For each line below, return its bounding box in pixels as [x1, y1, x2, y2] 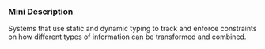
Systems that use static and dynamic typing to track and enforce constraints [8, 24, 257, 33]
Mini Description [8, 6, 74, 17]
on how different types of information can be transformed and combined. [8, 32, 247, 41]
